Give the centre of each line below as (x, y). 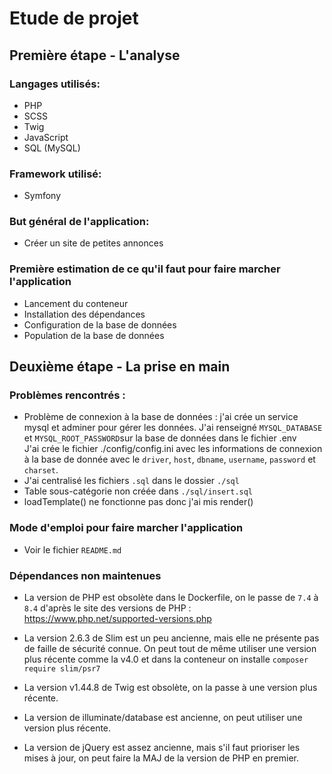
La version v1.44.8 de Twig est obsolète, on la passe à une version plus (170, 688)
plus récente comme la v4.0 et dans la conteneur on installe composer (166, 659)
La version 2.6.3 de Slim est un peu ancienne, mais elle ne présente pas (171, 638)
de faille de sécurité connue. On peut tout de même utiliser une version (170, 649)
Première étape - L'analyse (95, 55)
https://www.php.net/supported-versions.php (117, 619)
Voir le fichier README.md (72, 549)
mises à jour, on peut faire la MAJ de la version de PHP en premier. (161, 758)
